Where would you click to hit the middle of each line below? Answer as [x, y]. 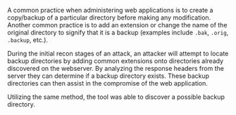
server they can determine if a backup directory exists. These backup [108, 76]
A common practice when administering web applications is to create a [110, 10]
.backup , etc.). [27, 40]
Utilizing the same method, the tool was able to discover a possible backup [116, 97]
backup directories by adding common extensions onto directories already [116, 61]
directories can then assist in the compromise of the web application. [107, 83]
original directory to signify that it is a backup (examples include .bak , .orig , [118, 32]
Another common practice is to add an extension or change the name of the [117, 25]
